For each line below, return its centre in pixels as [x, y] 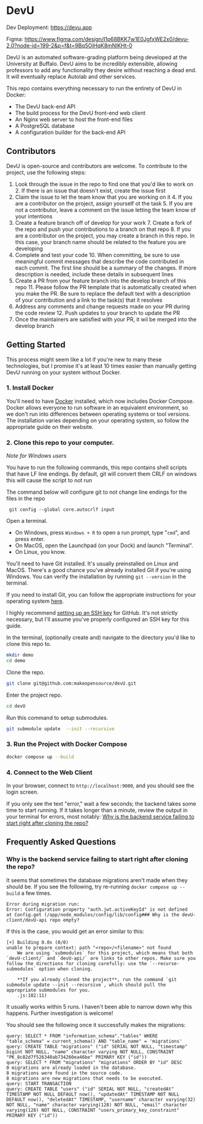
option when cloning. [66, 969]
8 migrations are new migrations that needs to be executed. [85, 1078]
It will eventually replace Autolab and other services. [72, 76]
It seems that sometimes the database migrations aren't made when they [97, 880]
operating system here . [35, 601]
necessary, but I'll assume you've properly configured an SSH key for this [98, 619]
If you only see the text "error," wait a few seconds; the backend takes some [101, 804]
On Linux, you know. [40, 552]
